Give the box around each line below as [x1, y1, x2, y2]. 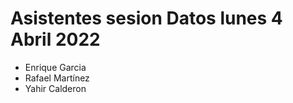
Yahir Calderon [24, 82, 87, 94]
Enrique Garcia [24, 61, 87, 73]
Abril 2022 [10, 28, 101, 51]
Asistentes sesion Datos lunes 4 [10, 7, 283, 30]
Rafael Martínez [24, 72, 90, 84]
